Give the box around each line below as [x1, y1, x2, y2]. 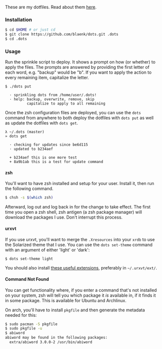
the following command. [5, 185, 54, 192]
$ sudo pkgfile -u [5, 326, 42, 331]
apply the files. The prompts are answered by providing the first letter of [5, 64, 150, 70]
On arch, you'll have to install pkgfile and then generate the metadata [5, 307, 145, 313]
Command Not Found [5, 276, 49, 282]
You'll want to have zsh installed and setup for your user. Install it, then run [5, 181, 155, 186]
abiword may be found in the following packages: [5, 335, 108, 340]
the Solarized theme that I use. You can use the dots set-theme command [5, 242, 153, 247]
